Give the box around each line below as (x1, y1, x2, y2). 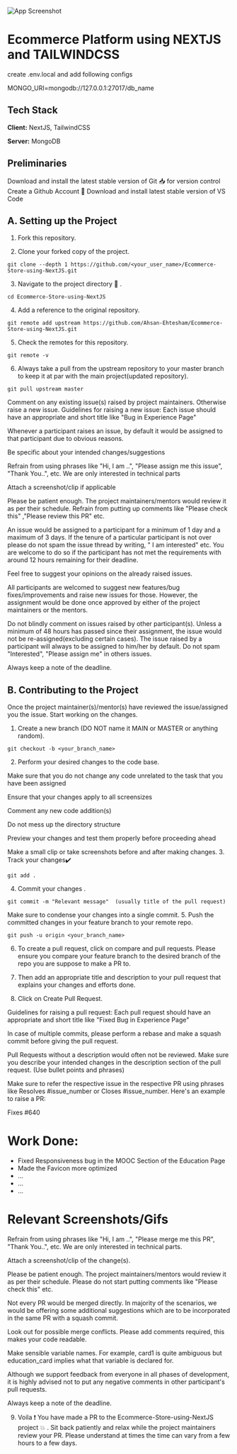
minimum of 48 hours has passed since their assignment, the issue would (7, 627, 222, 636)
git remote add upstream (7, 320, 81, 327)
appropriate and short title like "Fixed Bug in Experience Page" (7, 1016, 190, 1024)
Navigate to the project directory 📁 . (17, 280, 122, 289)
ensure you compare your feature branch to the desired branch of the (17, 952, 221, 961)
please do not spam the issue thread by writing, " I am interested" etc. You (7, 541, 224, 549)
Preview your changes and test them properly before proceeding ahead (7, 834, 216, 843)
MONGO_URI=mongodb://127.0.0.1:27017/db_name (7, 84, 154, 92)
